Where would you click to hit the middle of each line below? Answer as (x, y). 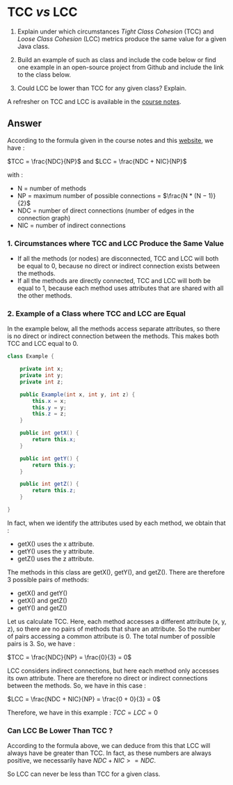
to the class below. (44, 75)
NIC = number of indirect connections (72, 225)
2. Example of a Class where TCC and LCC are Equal (97, 313)
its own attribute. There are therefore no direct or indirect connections (107, 678)
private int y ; (42, 376)
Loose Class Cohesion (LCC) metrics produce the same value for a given (122, 38)
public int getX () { (49, 433)
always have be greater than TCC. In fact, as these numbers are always (110, 753)
